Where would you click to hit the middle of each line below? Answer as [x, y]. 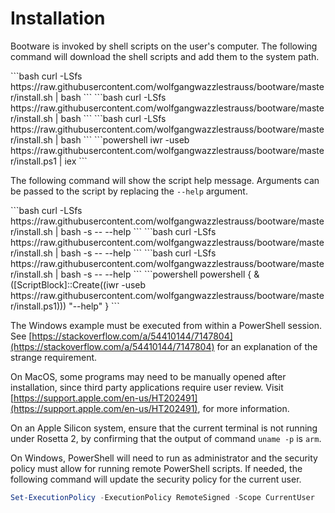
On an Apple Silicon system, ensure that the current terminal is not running [164, 428]
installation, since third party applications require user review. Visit [147, 387]
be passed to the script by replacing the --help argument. [129, 191]
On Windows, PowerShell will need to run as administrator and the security [164, 458]
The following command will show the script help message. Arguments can [165, 180]
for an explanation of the [267, 346]
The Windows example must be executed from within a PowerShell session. [166, 325]
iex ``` [76, 161]
